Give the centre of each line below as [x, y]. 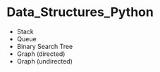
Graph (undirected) [45, 61]
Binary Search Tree [45, 46]
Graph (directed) [41, 54]
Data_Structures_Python [80, 12]
